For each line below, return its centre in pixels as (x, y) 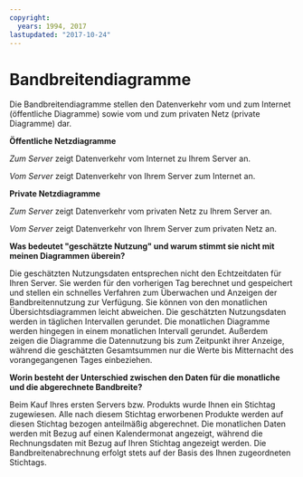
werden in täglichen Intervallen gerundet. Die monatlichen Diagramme (140, 321)
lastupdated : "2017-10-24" (60, 34)
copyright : (30, 18)
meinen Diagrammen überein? (67, 256)
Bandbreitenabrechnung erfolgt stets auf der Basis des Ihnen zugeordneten (150, 453)
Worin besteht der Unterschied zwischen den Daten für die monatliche (145, 377)
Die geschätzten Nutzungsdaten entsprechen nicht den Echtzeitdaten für (146, 273)
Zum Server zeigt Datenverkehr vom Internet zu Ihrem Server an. (130, 158)
